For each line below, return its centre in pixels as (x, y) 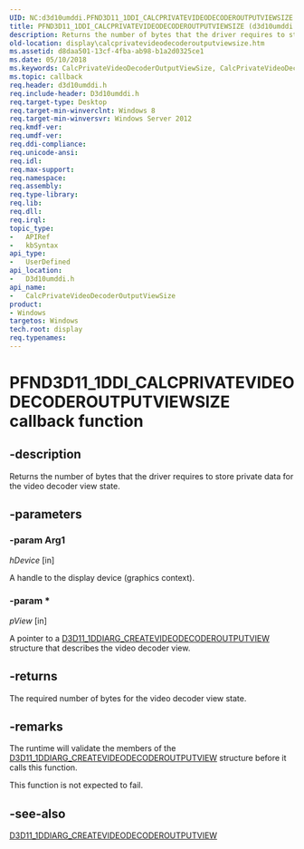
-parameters (46, 514)
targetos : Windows (44, 321)
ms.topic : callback (46, 77)
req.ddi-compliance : (48, 144)
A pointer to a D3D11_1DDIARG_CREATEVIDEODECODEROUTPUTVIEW (139, 638)
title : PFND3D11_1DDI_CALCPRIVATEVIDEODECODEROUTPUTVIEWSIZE (127, 26)
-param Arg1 (38, 540)
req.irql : (28, 220)
